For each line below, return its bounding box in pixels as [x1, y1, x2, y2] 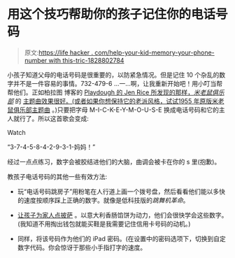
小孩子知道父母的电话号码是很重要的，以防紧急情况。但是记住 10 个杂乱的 [7, 71, 220, 79]
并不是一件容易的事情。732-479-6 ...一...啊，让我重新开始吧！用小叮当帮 [13, 79, 223, 87]
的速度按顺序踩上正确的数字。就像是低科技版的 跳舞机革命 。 [17, 196, 190, 204]
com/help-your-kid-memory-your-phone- [94, 48, 215, 57]
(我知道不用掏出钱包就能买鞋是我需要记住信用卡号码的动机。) [17, 220, 191, 228]
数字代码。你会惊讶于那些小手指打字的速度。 [17, 243, 147, 252]
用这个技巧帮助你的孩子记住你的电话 [7, 6, 216, 22]
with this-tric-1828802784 [48, 56, 124, 64]
